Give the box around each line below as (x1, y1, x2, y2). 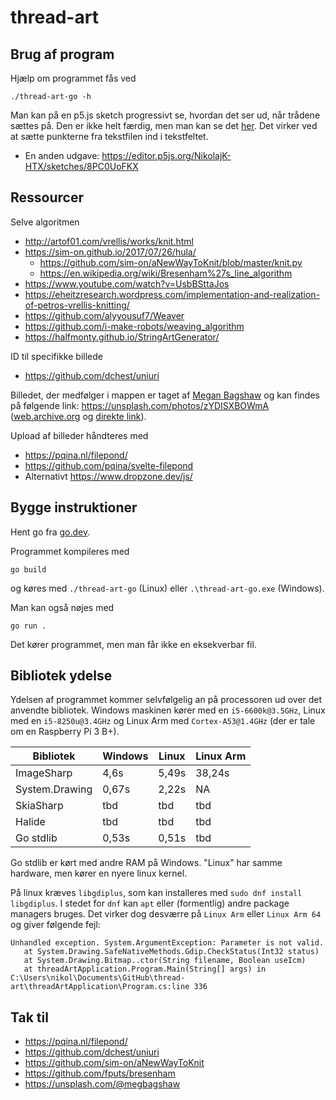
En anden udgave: (24, 150, 100, 161)
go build (10, 564, 47, 575)
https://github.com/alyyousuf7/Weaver (24, 309, 185, 321)
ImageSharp (15, 766, 73, 780)
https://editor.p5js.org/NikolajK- (101, 150, 232, 161)
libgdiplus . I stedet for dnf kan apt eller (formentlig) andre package (10, 897, 290, 910)
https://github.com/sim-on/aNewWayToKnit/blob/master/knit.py (39, 256, 303, 268)
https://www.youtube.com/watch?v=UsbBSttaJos (24, 277, 230, 290)
